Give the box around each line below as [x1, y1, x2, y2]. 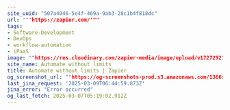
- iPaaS [7, 49, 29, 55]
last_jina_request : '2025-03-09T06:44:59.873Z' [7, 80, 146, 87]
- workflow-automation [7, 42, 72, 49]
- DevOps [7, 36, 32, 42]
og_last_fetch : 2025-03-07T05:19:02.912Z [7, 93, 127, 100]
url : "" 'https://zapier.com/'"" [7, 16, 99, 23]
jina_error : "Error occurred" [7, 86, 94, 93]
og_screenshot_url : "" [7, 73, 72, 81]
